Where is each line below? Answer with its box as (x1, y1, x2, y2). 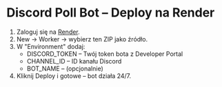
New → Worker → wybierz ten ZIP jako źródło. (16, 35, 148, 43)
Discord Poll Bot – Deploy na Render (6, 5, 215, 21)
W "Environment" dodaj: (16, 42, 85, 50)
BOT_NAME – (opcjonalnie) (26, 64, 104, 72)
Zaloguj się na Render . (16, 28, 80, 36)
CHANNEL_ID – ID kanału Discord (26, 57, 122, 65)
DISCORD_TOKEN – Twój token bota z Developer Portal (26, 50, 183, 58)
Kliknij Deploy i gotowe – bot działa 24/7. (16, 71, 132, 80)
